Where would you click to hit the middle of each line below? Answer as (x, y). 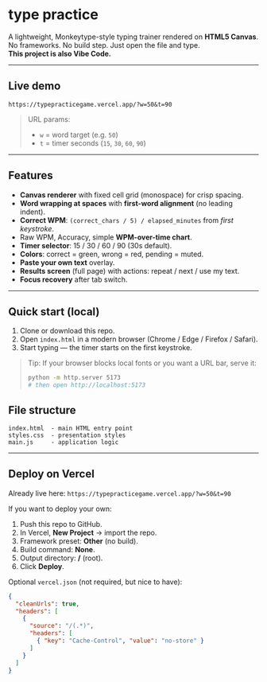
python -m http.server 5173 (74, 378)
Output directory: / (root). (61, 558)
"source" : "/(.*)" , (61, 626)
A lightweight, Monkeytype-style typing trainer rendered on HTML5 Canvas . (133, 37)
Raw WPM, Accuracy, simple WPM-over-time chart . (106, 237)
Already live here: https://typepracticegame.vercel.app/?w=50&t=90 (120, 493)
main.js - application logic (64, 442)
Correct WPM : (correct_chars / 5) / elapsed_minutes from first (127, 220)
